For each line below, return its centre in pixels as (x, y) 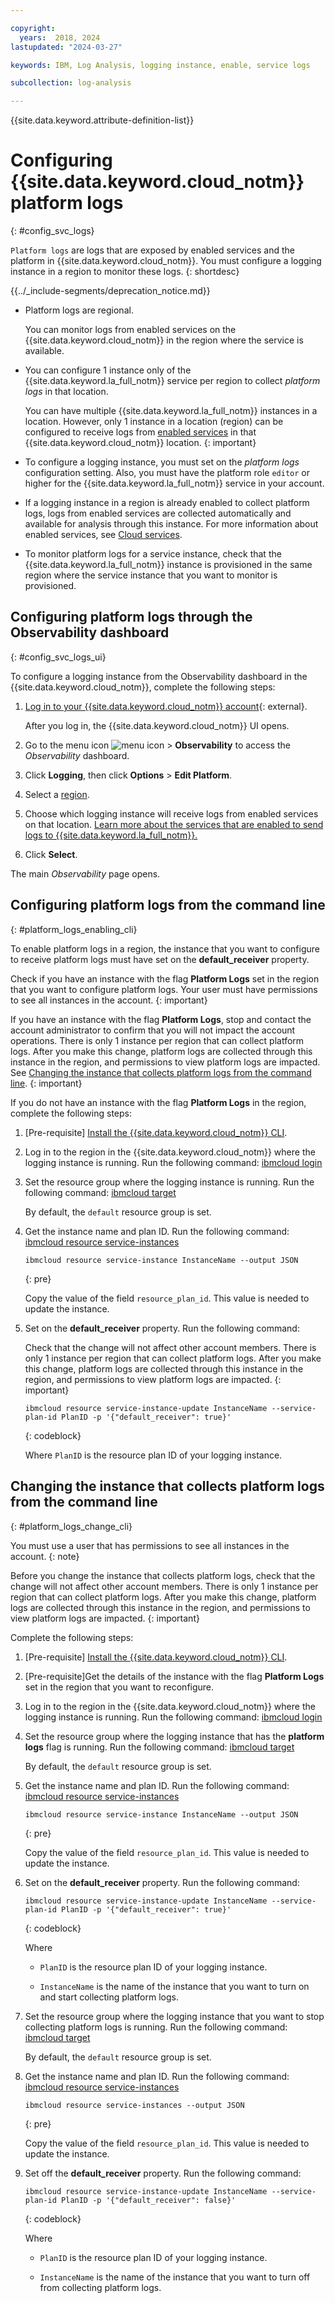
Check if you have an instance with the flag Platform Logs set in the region (165, 978)
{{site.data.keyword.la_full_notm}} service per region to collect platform (172, 381)
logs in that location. (66, 392)
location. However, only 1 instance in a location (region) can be (154, 422)
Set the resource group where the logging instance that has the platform (174, 1736)
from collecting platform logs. (100, 2287)
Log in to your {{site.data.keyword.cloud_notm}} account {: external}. (166, 706)
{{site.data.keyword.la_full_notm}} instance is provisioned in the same (168, 565)
